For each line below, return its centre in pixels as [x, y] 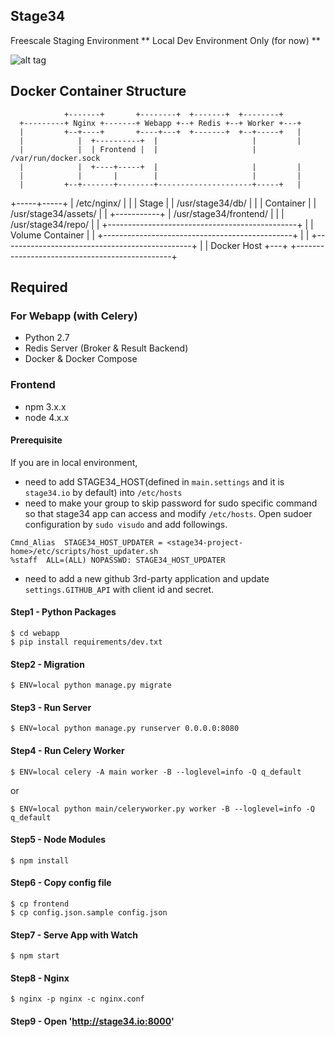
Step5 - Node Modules [58, 840]
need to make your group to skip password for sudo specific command [171, 503]
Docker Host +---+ [249, 245]
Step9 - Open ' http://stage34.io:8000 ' [92, 1021]
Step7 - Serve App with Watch [74, 935]
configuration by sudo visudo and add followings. [126, 524]
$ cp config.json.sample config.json [89, 913]
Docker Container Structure [98, 91]
